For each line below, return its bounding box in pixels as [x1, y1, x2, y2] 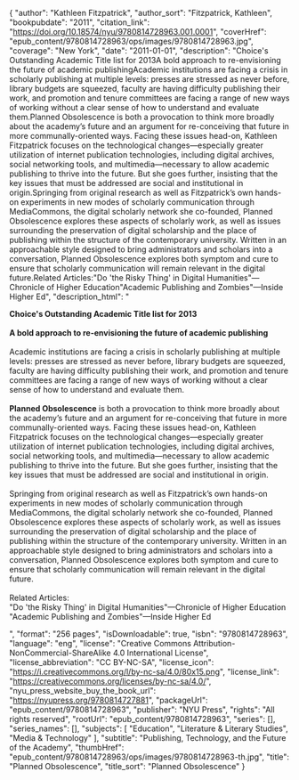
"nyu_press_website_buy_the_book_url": [9, 686, 157, 695]
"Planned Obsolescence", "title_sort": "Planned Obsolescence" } [9, 761, 246, 771]
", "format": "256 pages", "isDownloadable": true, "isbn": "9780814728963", [9, 629, 288, 639]
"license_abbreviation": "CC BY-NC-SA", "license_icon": [9, 657, 214, 667]
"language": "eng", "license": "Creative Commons [9, 638, 191, 648]
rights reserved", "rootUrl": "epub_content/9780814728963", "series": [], [9, 714, 276, 724]
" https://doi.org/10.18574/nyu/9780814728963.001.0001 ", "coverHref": [9, 27, 267, 37]
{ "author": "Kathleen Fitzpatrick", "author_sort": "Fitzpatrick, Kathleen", [9, 8, 273, 18]
